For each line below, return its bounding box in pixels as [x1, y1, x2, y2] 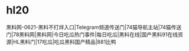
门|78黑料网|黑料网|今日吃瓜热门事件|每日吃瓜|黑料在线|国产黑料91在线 [6, 30, 178, 38]
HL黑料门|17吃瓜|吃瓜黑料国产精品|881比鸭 [12, 38, 116, 45]
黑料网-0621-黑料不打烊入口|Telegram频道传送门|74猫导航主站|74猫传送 [6, 23, 182, 30]
